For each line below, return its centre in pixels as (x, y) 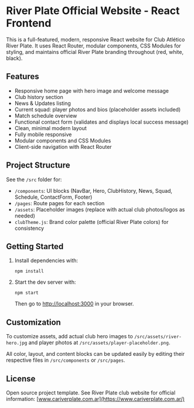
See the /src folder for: (34, 179)
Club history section (39, 97)
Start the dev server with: (45, 282)
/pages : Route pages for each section (59, 203)
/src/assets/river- (158, 337)
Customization (34, 322)
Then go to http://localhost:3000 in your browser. (74, 304)
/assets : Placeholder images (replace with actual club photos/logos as (100, 209)
